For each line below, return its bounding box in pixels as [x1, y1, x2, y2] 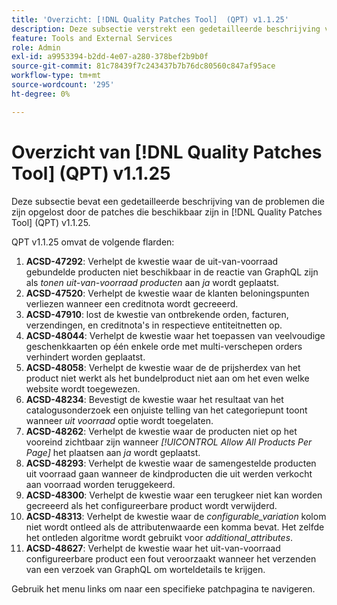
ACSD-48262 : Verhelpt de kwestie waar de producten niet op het [25, 425, 298, 437]
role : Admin [11, 42, 61, 53]
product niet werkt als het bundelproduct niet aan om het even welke [25, 372, 310, 384]
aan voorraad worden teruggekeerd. [25, 478, 176, 490]
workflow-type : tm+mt [11, 71, 102, 81]
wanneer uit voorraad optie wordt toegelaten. [25, 414, 214, 426]
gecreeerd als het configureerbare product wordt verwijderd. [25, 499, 278, 511]
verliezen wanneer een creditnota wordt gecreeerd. [25, 297, 239, 310]
